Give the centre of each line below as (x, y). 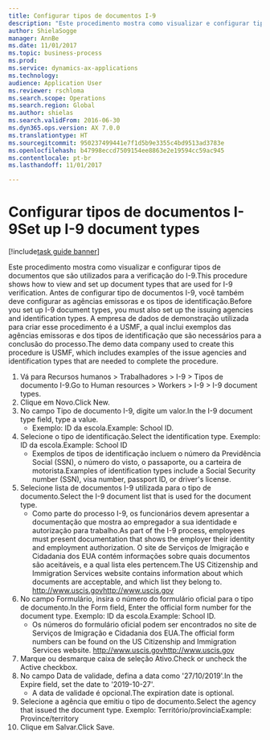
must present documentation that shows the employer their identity (143, 539)
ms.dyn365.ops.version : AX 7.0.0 (64, 128)
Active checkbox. (49, 668)
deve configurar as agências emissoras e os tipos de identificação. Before (130, 302)
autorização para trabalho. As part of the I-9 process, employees (138, 531)
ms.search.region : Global (51, 105)
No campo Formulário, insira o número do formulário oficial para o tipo (137, 599)
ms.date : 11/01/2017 (43, 46)
